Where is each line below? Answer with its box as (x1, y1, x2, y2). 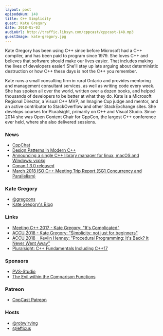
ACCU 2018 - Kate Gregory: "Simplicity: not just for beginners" (12, 230, 138, 236)
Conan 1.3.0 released (12, 163, 54, 169)
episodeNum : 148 (5, 12, 38, 17)
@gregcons (12, 196, 36, 202)
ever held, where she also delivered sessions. (5, 119, 96, 124)
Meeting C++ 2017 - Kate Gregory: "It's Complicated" (12, 225, 120, 230)
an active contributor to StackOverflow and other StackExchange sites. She (5, 103, 156, 109)
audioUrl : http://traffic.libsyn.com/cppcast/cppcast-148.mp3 (5, 30, 134, 35)
